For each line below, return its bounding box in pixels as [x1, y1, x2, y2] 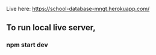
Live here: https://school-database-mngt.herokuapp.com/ [6, 5, 150, 12]
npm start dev [6, 40, 48, 49]
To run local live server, [6, 22, 96, 33]
